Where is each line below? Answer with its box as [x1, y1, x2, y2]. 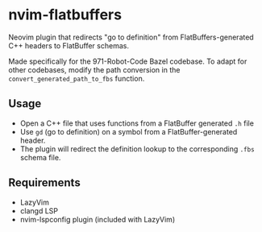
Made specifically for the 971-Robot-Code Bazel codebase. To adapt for [8, 56, 247, 66]
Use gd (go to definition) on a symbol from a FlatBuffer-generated [19, 126, 238, 136]
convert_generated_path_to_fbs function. [8, 73, 145, 83]
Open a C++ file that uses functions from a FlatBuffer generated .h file [19, 118, 254, 128]
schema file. [19, 152, 61, 162]
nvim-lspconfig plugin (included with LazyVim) [19, 214, 176, 224]
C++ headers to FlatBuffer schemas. [8, 40, 129, 50]
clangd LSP [19, 205, 59, 215]
